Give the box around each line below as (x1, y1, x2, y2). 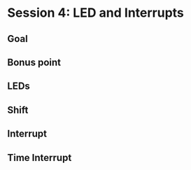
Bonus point (7, 56, 62, 68)
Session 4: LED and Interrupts (7, 5, 184, 21)
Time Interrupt (7, 152, 72, 164)
